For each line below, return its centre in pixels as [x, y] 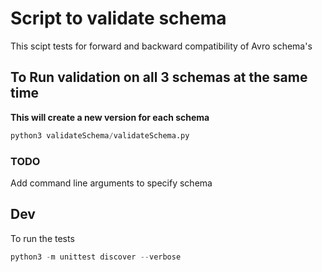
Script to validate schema [118, 18]
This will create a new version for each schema [110, 117]
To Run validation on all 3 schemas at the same [159, 77]
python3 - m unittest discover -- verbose [96, 257]
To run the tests [42, 238]
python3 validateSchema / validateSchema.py [100, 135]
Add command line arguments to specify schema [111, 183]
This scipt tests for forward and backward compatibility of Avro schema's [161, 46]
